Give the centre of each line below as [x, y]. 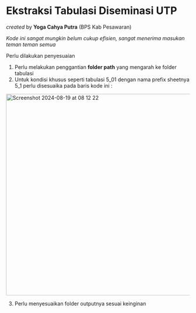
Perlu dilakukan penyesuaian [41, 55]
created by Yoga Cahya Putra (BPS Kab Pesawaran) [69, 27]
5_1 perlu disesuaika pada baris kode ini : [63, 85]
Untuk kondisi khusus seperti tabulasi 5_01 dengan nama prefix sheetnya [102, 79]
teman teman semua [31, 44]
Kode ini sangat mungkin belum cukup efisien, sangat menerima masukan [95, 38]
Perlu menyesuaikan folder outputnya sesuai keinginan [80, 303]
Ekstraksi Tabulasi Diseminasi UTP [92, 11]
